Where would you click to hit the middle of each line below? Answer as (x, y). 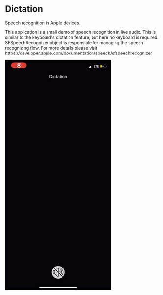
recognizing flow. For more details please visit (51, 48)
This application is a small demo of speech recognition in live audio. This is (81, 32)
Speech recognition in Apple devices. (43, 23)
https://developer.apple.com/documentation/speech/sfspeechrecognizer (79, 53)
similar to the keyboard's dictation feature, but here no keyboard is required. (82, 37)
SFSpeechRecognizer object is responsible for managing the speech (74, 42)
